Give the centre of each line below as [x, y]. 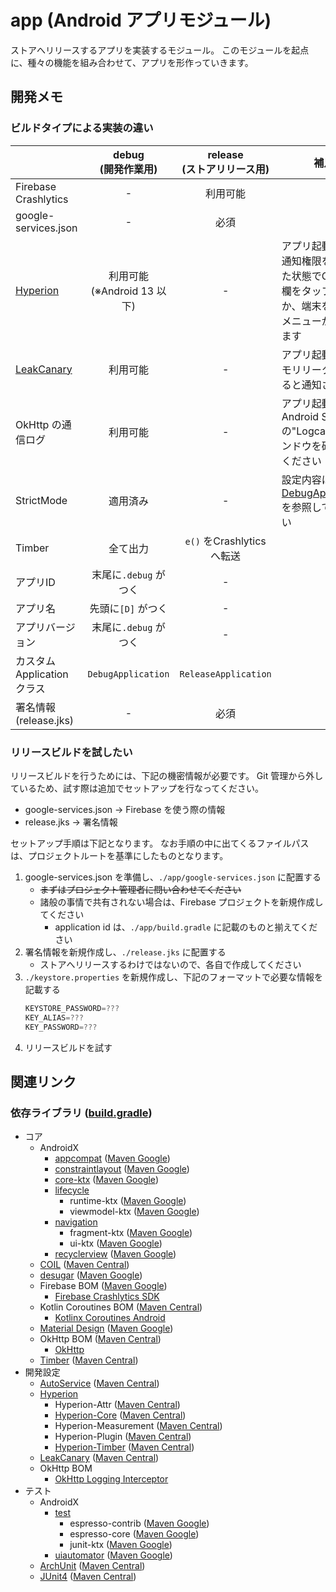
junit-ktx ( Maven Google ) [121, 1545]
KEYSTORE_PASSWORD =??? [72, 1008]
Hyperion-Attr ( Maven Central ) [117, 1405]
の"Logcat [305, 431]
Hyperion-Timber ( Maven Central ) [124, 1447]
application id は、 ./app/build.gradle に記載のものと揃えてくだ [186, 927]
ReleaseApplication [225, 674]
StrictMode [41, 500]
